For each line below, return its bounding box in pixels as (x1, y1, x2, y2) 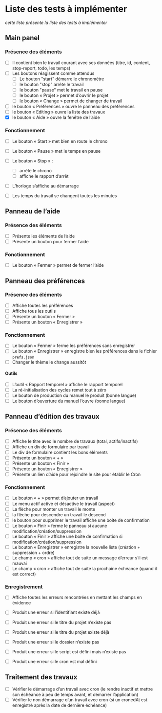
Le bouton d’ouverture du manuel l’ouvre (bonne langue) (12, 398, 126, 404)
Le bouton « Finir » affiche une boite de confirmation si (12, 533, 123, 539)
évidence (12, 600, 31, 606)
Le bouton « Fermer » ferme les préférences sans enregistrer (12, 343, 135, 348)
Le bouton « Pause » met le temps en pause (12, 148, 101, 154)
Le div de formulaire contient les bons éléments (12, 449, 108, 455)
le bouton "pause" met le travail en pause (19, 87, 103, 92)
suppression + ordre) (12, 550, 55, 555)
